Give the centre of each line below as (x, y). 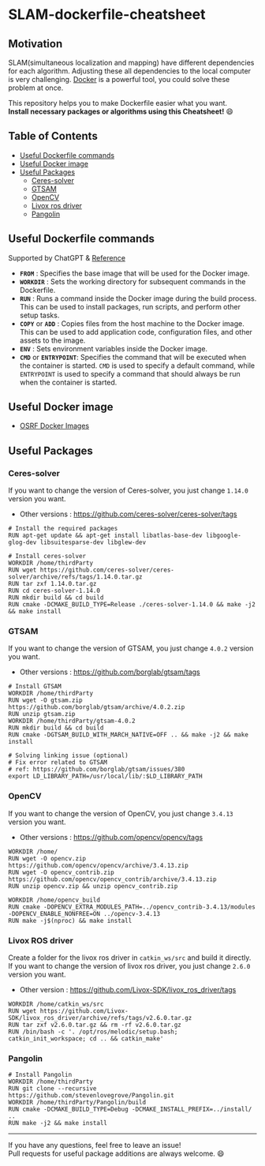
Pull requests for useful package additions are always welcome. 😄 (116, 1153)
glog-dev (22, 542)
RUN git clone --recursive (52, 1089)
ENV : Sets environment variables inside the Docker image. (113, 348)
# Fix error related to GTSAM (58, 763)
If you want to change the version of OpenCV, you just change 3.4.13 (121, 813)
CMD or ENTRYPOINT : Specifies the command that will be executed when (133, 357)
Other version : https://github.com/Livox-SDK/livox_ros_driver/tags (128, 990)
